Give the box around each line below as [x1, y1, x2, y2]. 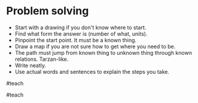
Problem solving [6, 4, 89, 18]
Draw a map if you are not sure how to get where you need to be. [14, 43, 176, 50]
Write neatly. [14, 61, 47, 69]
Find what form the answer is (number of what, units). [14, 30, 148, 37]
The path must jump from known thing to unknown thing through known [14, 49, 193, 56]
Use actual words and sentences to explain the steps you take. [14, 68, 169, 75]
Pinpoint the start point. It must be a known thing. [14, 36, 136, 43]
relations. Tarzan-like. [14, 55, 69, 63]
